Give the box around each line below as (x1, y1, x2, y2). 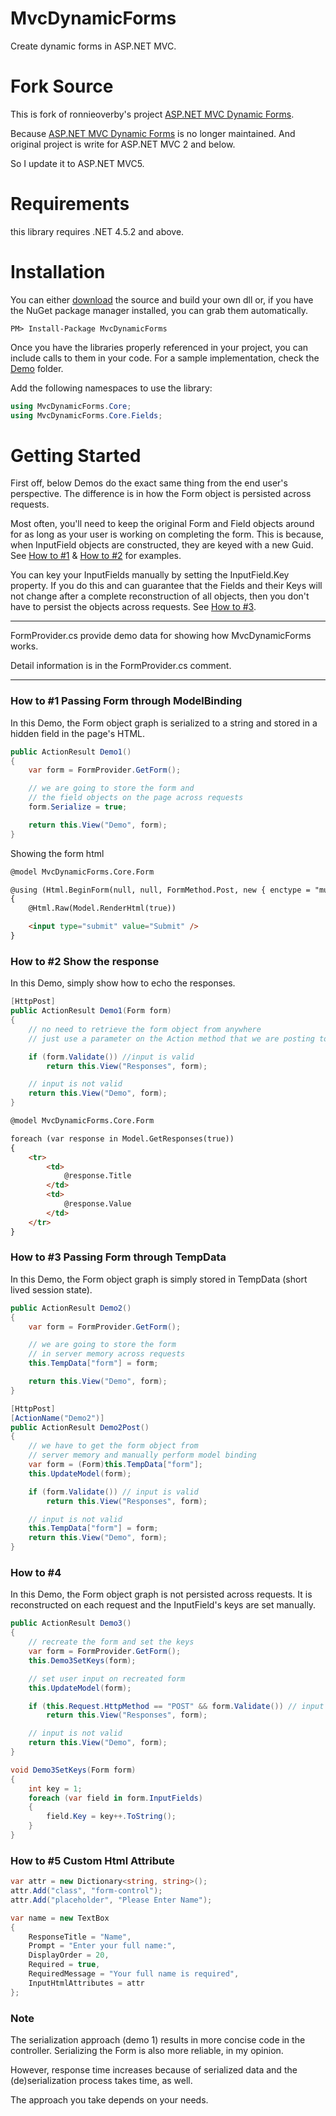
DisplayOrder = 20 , (28, 1950, 110, 1961)
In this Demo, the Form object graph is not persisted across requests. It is (10, 1588, 313, 1601)
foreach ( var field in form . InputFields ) (28, 1793, 203, 1803)
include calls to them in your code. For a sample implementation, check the (10, 352, 320, 364)
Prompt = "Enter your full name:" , (28, 1941, 177, 1951)
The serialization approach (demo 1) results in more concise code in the (10, 2033, 306, 2046)
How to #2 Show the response (10, 954, 160, 968)
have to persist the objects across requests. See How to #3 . (10, 601, 257, 613)
